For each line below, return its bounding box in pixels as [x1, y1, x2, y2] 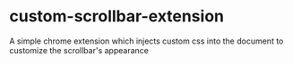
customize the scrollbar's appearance [9, 44, 150, 55]
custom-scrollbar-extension [9, 6, 224, 27]
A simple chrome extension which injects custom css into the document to [9, 36, 284, 46]
